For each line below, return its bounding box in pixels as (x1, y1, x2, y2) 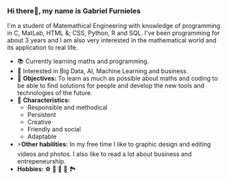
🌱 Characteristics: (16, 96, 71, 105)
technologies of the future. (16, 89, 93, 97)
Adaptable (27, 133, 57, 141)
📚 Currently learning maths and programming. (16, 57, 150, 66)
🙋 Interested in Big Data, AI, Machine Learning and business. (16, 67, 189, 75)
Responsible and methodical (27, 103, 108, 112)
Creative (27, 118, 51, 126)
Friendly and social (27, 125, 81, 133)
